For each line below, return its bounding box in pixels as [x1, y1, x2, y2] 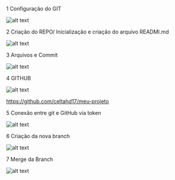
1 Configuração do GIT [6, 5, 61, 12]
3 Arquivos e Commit [6, 51, 58, 59]
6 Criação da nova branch [6, 133, 70, 139]
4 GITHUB [6, 75, 32, 81]
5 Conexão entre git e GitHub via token [6, 109, 101, 116]
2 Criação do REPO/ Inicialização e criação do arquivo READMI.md [6, 28, 169, 35]
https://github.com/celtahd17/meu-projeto [6, 98, 109, 105]
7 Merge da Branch [6, 155, 54, 163]
